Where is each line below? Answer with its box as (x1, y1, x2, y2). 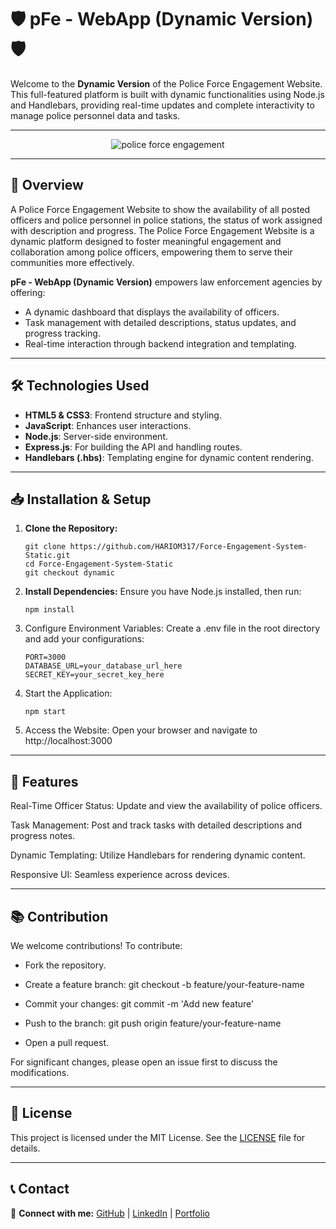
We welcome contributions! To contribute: (10, 940, 183, 951)
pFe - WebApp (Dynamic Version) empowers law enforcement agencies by (10, 276, 323, 288)
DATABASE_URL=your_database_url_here (24, 661, 183, 671)
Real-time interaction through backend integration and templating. (24, 337, 297, 350)
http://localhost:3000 (24, 735, 113, 747)
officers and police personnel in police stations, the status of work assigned (10, 214, 323, 226)
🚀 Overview (10, 177, 84, 194)
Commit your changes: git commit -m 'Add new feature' (24, 998, 255, 1010)
